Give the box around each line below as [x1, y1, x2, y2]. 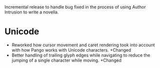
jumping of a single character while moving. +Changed [11, 57, 122, 63]
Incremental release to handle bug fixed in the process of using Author [4, 4, 146, 10]
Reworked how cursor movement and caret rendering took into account [11, 42, 155, 48]
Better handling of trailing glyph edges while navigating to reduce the [11, 52, 150, 58]
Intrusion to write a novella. [4, 9, 59, 15]
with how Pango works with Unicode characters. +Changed [11, 47, 131, 53]
